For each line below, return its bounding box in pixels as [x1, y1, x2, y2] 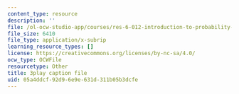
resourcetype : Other [7, 63, 69, 70]
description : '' [7, 17, 55, 24]
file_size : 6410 [7, 30, 55, 37]
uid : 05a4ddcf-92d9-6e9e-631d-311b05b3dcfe [7, 76, 139, 83]
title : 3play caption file [7, 69, 87, 76]
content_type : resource [7, 10, 78, 18]
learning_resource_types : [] [7, 43, 94, 50]
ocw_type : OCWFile [7, 57, 62, 64]
